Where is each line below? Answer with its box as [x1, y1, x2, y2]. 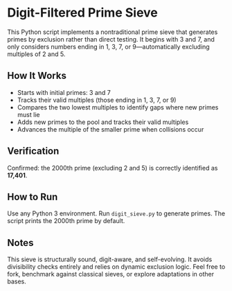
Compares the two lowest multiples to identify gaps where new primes [17, 103, 219, 112]
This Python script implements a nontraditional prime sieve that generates [7, 28, 218, 36]
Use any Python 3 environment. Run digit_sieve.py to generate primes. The [7, 209, 226, 218]
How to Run [7, 191, 58, 202]
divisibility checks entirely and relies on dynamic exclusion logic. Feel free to [7, 263, 226, 271]
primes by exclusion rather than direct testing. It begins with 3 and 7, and [7, 35, 215, 43]
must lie [17, 110, 40, 118]
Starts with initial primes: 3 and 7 [17, 88, 111, 96]
